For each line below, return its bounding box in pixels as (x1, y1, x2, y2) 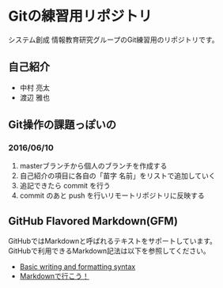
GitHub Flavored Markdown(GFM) (8, 214, 178, 228)
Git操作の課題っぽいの (8, 118, 117, 131)
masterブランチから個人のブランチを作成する (19, 161, 168, 171)
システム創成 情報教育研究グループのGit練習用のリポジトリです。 (8, 35, 219, 44)
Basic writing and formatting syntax (19, 262, 136, 271)
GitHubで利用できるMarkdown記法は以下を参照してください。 (8, 246, 211, 256)
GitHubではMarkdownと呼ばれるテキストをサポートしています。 (8, 237, 217, 246)
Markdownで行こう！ (19, 271, 89, 281)
